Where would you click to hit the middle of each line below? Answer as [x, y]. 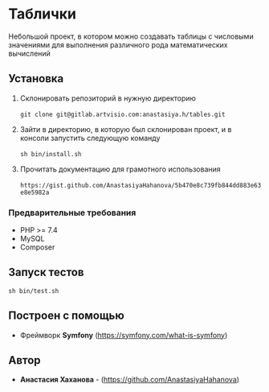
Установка [36, 78]
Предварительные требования [72, 213]
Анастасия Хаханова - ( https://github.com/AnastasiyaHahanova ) [129, 380]
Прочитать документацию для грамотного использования [120, 169]
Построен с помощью [66, 316]
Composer [37, 247]
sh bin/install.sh [51, 154]
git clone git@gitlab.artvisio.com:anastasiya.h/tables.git [122, 114]
